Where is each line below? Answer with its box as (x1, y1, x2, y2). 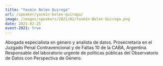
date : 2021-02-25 (5, 21, 41, 26)
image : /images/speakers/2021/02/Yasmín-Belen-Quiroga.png (5, 16, 130, 21)
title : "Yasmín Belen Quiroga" (5, 7, 70, 12)
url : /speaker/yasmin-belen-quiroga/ (5, 12, 83, 17)
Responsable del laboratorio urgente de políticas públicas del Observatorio (5, 50, 159, 56)
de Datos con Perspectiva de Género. (5, 55, 82, 61)
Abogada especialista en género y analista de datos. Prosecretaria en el (5, 39, 153, 45)
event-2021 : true (5, 26, 41, 31)
